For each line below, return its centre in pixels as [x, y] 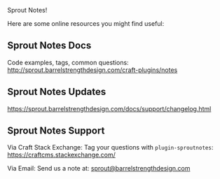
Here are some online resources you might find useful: [86, 23]
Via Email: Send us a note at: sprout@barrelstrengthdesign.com [99, 169]
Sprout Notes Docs [49, 46]
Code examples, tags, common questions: [68, 62]
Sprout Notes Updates [57, 92]
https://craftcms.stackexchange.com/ [61, 155]
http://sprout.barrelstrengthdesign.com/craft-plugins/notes [92, 70]
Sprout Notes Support [56, 131]
